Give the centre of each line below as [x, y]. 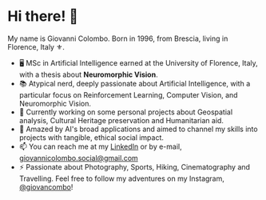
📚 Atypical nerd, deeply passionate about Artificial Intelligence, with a [135, 83]
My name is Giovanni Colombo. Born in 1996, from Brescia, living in [118, 38]
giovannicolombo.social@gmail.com [79, 158]
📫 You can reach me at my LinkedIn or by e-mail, [100, 146]
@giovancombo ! [46, 186]
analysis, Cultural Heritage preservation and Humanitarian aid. [121, 120]
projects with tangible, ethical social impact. [91, 137]
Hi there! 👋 [43, 16]
